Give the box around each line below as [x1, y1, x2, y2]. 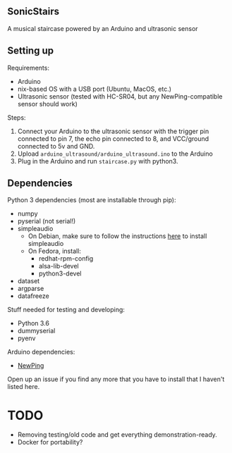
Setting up [7, 45, 54, 57]
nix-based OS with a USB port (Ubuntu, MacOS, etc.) [17, 85, 171, 93]
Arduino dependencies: [7, 348, 75, 356]
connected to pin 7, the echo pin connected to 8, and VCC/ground [17, 134, 209, 143]
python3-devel [38, 269, 82, 278]
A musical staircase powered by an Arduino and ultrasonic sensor [7, 24, 199, 32]
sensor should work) [17, 99, 78, 108]
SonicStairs [7, 6, 60, 18]
